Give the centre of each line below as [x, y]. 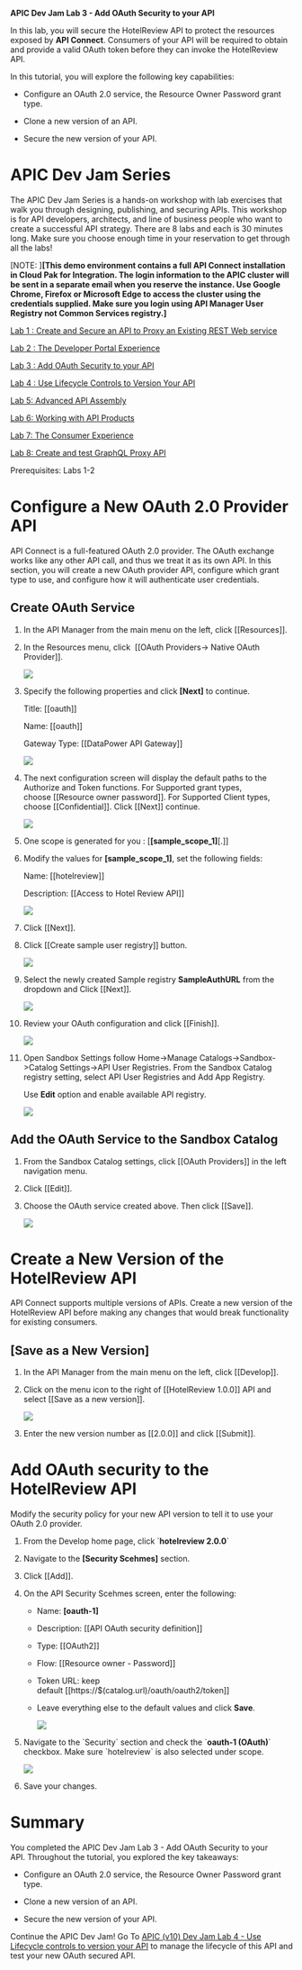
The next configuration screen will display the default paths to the [145, 778]
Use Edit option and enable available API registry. [115, 1094]
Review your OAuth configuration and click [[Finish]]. [121, 1023]
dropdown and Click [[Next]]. [77, 989]
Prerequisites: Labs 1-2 [53, 470]
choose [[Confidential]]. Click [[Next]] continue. [111, 807]
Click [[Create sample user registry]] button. [105, 944]
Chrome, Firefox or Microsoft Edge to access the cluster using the [136, 294]
